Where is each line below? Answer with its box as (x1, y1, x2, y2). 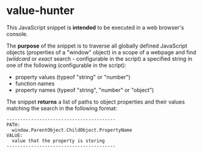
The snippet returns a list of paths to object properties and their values (6, 98, 185, 105)
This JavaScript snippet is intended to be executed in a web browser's (6, 24, 184, 31)
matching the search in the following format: (6, 104, 118, 112)
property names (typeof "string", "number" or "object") (15, 86, 154, 93)
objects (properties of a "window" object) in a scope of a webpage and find (6, 48, 197, 55)
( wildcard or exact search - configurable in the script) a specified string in (6, 55, 193, 62)
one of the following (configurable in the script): (6, 62, 127, 69)
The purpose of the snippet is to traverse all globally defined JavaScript (6, 42, 187, 49)
